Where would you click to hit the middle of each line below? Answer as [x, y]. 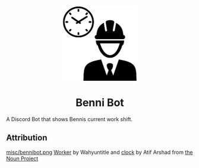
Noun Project [22, 159]
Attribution [27, 138]
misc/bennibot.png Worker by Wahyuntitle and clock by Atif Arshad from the [99, 152]
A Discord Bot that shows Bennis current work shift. [69, 119]
